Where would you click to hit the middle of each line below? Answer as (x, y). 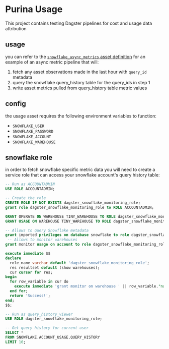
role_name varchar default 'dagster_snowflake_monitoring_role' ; (80, 263)
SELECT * (14, 333)
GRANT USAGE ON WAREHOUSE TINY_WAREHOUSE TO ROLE (58, 221)
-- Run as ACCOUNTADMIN (30, 184)
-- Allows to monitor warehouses (43, 240)
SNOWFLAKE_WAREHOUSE (34, 142)
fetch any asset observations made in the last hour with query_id (79, 72)
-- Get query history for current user (47, 328)
